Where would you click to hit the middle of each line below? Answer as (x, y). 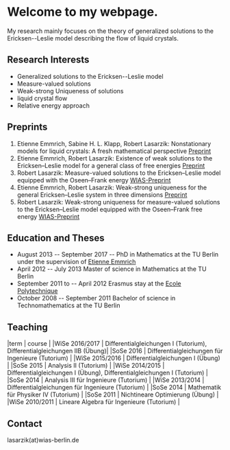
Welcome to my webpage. (83, 12)
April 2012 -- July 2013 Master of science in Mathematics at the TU (112, 269)
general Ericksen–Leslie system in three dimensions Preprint (102, 194)
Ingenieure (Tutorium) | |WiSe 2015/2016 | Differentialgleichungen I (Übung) (114, 358)
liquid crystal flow (42, 98)
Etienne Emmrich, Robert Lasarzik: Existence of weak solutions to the (115, 158)
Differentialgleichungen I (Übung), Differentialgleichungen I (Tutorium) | (108, 373)
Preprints (27, 127)
